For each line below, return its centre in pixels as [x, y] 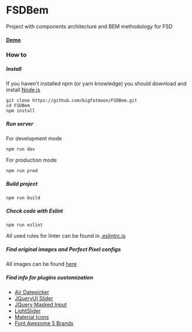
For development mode [34, 139]
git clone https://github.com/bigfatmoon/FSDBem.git [72, 101]
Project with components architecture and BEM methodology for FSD [89, 26]
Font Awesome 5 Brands [44, 323]
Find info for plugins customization [50, 277]
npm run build [23, 198]
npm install [20, 111]
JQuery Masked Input [41, 304]
